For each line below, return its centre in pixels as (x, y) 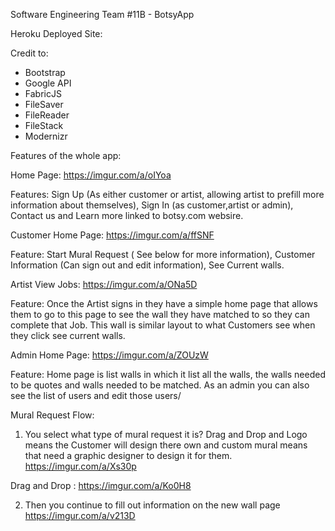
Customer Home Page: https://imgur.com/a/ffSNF (112, 235)
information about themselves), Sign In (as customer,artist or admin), (152, 205)
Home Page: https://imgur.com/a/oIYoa (91, 175)
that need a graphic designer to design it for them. (128, 455)
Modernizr (46, 136)
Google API (48, 83)
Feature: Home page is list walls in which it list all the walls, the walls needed (168, 374)
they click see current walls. (68, 335)
